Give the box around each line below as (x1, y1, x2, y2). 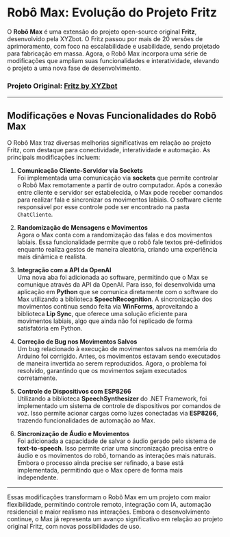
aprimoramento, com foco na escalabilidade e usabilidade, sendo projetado (7, 42, 220, 50)
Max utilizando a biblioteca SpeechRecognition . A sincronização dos (16, 295, 213, 303)
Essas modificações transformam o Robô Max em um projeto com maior (7, 493, 211, 501)
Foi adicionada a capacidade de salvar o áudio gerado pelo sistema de (16, 437, 217, 445)
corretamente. (16, 374, 57, 382)
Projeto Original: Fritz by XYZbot (7, 81, 118, 91)
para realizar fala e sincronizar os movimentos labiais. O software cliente (16, 195, 222, 204)
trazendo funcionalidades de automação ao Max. (16, 416, 155, 425)
